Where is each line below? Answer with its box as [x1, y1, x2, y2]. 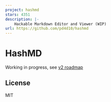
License [5, 79, 31, 87]
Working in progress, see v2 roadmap [5, 64, 83, 70]
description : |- [5, 17, 39, 22]
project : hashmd [5, 7, 39, 13]
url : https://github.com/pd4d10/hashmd [5, 26, 89, 31]
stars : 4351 [5, 12, 30, 17]
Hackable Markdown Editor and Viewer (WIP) [14, 21, 107, 27]
